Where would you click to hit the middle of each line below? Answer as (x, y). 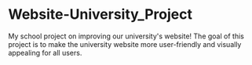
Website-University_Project (100, 14)
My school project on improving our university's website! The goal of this (126, 36)
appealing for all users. (45, 52)
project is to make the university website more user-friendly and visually (125, 44)
